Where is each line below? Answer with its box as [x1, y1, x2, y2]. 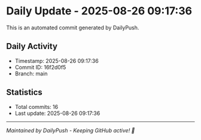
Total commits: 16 [14, 103, 59, 110]
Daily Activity [6, 41, 58, 51]
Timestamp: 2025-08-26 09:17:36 [14, 57, 99, 64]
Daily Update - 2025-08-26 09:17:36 [6, 4, 193, 18]
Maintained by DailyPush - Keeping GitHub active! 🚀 [6, 127, 135, 134]
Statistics [6, 87, 43, 98]
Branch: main [14, 70, 48, 77]
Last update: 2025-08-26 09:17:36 [14, 109, 100, 117]
